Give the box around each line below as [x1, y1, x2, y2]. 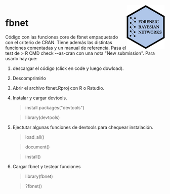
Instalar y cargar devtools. [12, 95, 67, 101]
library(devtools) [25, 114, 60, 121]
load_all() [25, 134, 45, 140]
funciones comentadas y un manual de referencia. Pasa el [5, 45, 126, 51]
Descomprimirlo [12, 75, 47, 81]
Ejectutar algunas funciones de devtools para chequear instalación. [12, 124, 153, 130]
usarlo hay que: [5, 55, 38, 61]
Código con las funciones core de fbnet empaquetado [5, 34, 118, 40]
